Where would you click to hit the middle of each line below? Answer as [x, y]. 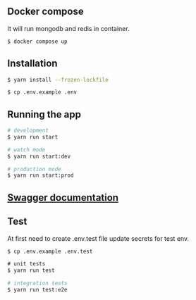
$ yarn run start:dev [39, 156]
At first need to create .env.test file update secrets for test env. [98, 238]
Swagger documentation [63, 198]
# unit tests [26, 264]
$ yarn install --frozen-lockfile [58, 80]
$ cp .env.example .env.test [50, 251]
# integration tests [38, 283]
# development [28, 131]
